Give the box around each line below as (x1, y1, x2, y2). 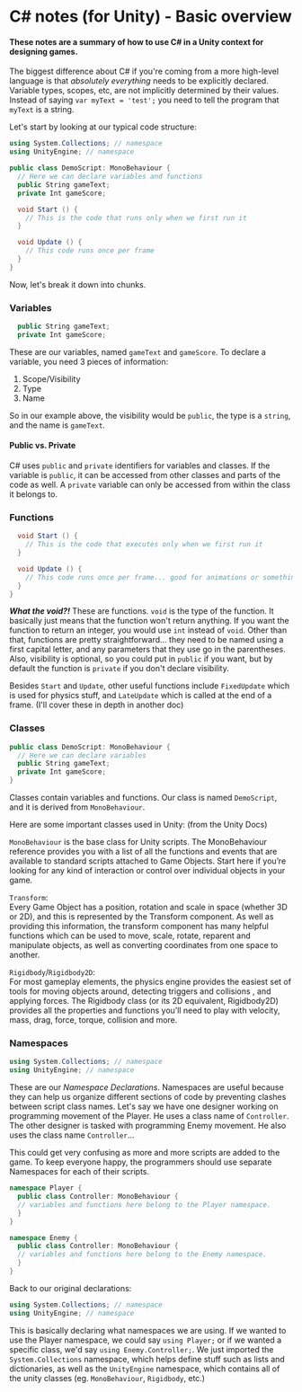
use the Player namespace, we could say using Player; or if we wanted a (9, 1334, 282, 1345)
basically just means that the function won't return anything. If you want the (9, 616, 289, 626)
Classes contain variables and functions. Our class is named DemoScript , (9, 793, 278, 803)
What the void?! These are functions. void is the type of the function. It (9, 606, 274, 616)
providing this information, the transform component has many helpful (9, 921, 270, 932)
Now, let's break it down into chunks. (9, 279, 147, 289)
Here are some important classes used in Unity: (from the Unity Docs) (9, 820, 268, 830)
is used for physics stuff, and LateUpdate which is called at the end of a (9, 690, 272, 701)
